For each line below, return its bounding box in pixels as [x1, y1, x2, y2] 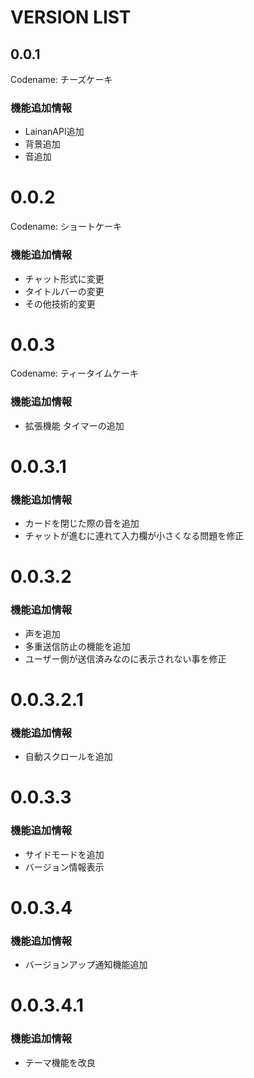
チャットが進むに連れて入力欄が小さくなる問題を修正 [24, 530, 245, 542]
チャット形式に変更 [24, 272, 105, 285]
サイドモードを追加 [24, 848, 105, 860]
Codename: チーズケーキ [10, 74, 113, 85]
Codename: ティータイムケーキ [10, 367, 139, 380]
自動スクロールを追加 [24, 751, 113, 763]
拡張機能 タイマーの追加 [24, 419, 125, 431]
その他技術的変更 [24, 297, 96, 310]
